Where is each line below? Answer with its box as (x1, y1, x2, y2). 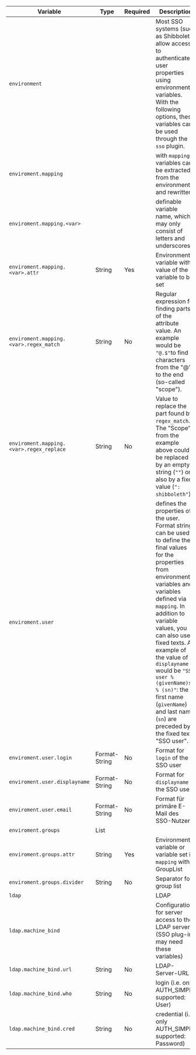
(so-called (155, 378, 185, 386)
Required (124, 8, 150, 15)
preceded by (155, 722, 191, 730)
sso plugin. (155, 142, 185, 150)
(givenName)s (155, 680, 192, 686)
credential (155, 1010, 184, 1018)
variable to (155, 273, 185, 281)
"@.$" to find (155, 349, 188, 356)
